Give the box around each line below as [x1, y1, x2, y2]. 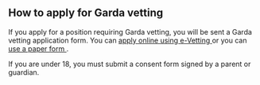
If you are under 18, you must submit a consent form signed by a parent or [8, 59, 251, 68]
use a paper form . [8, 43, 69, 54]
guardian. [8, 67, 40, 77]
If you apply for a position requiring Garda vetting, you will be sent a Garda [8, 27, 253, 36]
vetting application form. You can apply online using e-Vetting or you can [8, 35, 247, 45]
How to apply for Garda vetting [8, 6, 164, 20]
